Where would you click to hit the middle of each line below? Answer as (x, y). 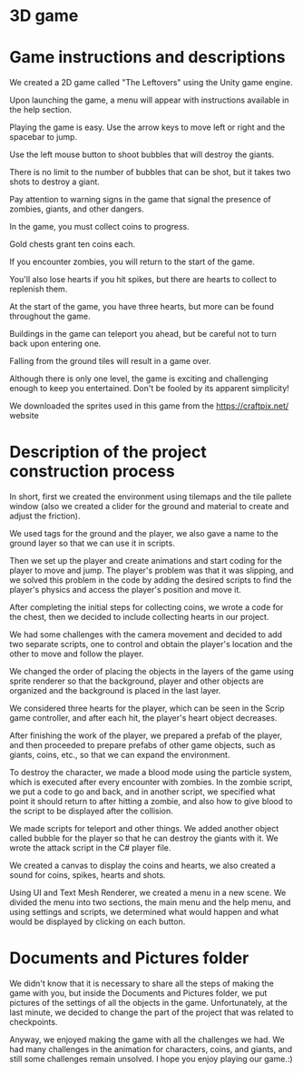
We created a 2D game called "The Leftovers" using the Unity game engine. (151, 83)
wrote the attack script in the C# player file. (90, 848)
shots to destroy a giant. (54, 182)
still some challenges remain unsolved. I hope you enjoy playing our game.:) (151, 1059)
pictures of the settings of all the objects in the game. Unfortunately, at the (148, 1003)
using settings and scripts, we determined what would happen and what (144, 912)
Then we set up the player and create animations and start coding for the (146, 561)
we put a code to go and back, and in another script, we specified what (142, 792)
